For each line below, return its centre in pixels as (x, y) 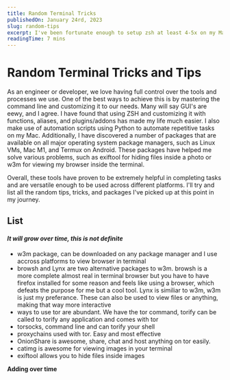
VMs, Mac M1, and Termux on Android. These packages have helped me (110, 150)
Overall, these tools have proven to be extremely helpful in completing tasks (114, 178)
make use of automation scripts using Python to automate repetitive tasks (111, 128)
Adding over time (32, 369)
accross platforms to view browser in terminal (81, 261)
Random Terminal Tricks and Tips (104, 73)
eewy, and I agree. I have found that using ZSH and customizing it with (106, 114)
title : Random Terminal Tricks (52, 13)
